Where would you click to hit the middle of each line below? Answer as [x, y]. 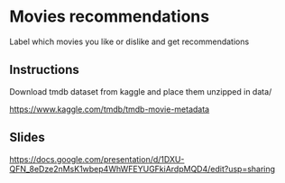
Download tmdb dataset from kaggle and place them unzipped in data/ [141, 91]
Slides [27, 137]
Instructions [44, 70]
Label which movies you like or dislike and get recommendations [129, 41]
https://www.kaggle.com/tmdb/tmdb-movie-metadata [110, 109]
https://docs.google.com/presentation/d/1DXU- [97, 159]
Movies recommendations [110, 17]
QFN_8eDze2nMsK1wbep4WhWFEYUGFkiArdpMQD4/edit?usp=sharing [142, 169]
